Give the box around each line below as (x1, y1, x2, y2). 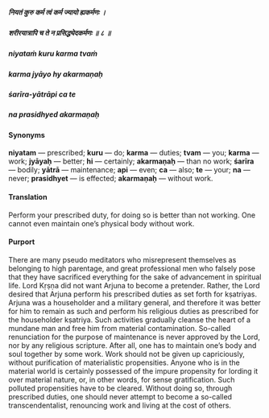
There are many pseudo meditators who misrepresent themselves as (8, 255, 237, 264)
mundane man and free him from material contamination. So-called (8, 323, 231, 333)
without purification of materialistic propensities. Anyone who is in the (8, 358, 240, 367)
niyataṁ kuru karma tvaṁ (8, 49, 98, 59)
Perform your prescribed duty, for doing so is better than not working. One (8, 210, 256, 220)
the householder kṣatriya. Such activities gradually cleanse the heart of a (8, 315, 251, 325)
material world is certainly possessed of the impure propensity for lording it (8, 366, 259, 375)
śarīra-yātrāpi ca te (8, 89, 77, 99)
